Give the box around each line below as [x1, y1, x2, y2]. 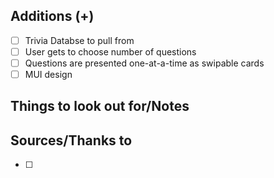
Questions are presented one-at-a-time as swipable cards [24, 57, 265, 69]
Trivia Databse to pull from [24, 34, 135, 46]
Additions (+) [10, 8, 95, 25]
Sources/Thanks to [10, 132, 133, 149]
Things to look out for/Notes [10, 98, 190, 115]
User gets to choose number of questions [24, 45, 197, 58]
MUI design [24, 69, 73, 80]
